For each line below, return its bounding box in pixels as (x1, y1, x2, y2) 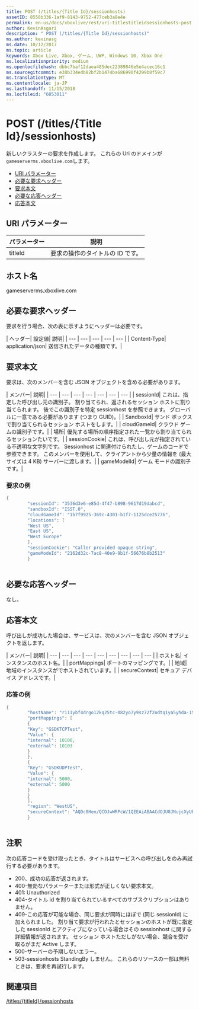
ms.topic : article (6, 47, 52, 53)
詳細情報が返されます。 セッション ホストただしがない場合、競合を (14, 933, 179, 940)
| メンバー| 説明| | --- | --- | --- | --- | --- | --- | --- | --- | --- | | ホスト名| (6, 652, 182, 659)
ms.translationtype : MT (6, 75, 65, 81)
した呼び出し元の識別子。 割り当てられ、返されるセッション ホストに (11, 398, 181, 405)
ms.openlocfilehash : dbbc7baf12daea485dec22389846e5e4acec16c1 (6, 63, 166, 70)
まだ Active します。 (30, 940, 80, 947)
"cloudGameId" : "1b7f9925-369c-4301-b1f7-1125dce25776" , (27, 512, 171, 517)
